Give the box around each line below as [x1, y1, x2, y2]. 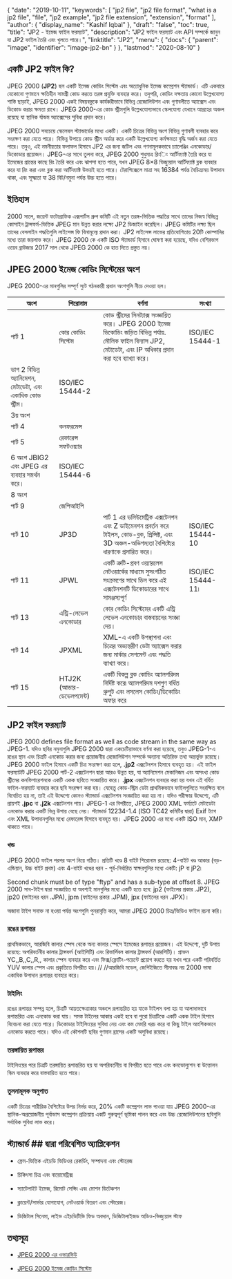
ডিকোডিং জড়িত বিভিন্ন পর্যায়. [103, 328, 166, 337]
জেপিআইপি [59, 501, 84, 511]
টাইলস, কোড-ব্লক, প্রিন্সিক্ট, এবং [103, 530, 173, 540]
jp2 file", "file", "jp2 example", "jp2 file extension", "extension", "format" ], [7, 13, 216, 21]
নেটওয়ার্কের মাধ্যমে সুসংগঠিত [103, 567, 166, 576]
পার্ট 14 [10, 645, 30, 655]
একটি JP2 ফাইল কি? [7, 64, 75, 75]
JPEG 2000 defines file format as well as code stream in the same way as [7, 737, 217, 746]
